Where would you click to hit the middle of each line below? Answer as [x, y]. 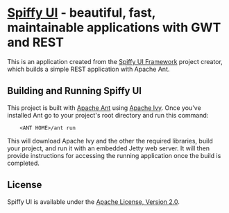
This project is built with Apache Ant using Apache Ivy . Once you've [104, 108]
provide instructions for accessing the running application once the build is [114, 155]
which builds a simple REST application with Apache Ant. [88, 69]
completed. [23, 163]
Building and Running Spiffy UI [75, 91]
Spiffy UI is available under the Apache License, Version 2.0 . [94, 202]
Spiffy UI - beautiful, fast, [82, 13]
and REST [36, 42]
